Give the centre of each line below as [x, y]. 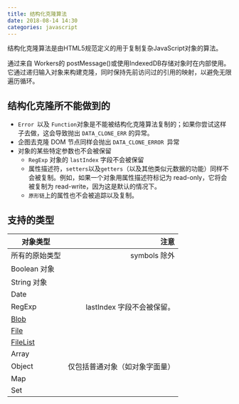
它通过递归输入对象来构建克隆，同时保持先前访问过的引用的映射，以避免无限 [119, 73]
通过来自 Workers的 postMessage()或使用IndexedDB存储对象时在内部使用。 [119, 63]
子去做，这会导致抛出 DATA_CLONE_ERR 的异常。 [85, 133]
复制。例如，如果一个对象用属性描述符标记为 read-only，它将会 [134, 178]
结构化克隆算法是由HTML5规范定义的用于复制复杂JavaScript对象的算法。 [115, 48]
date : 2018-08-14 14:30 [43, 21]
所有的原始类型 [36, 255]
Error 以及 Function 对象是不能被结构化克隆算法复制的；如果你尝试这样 [122, 124]
